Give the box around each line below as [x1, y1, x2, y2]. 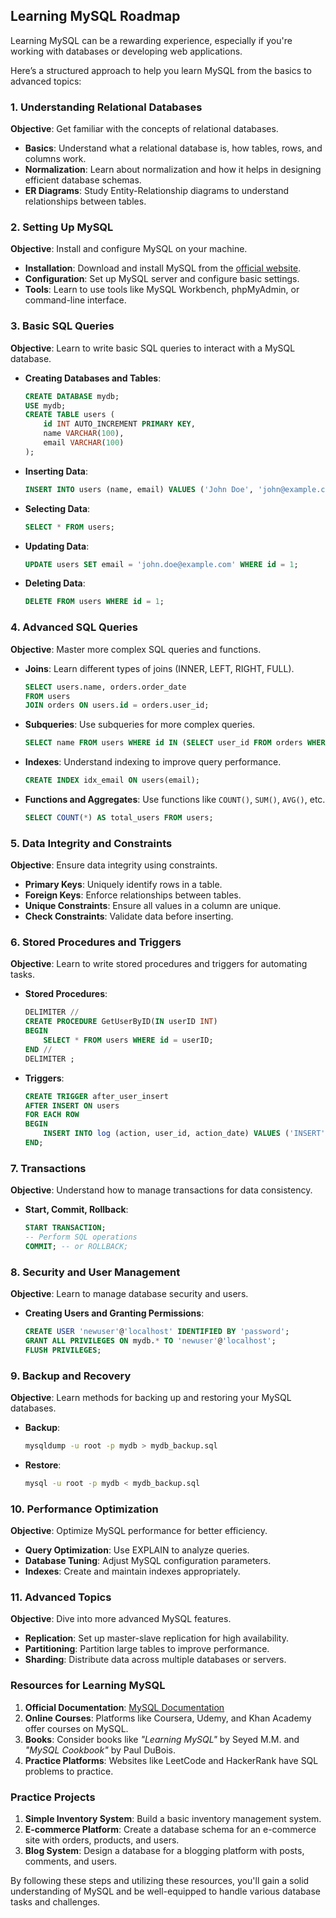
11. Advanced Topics [10, 1590, 112, 1604]
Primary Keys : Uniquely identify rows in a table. [24, 879, 223, 891]
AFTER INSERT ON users [24, 1100, 120, 1111]
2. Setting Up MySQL [10, 220, 114, 234]
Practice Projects [10, 1790, 96, 1804]
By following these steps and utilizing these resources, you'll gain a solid [10, 1875, 310, 1887]
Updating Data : [24, 540, 90, 552]
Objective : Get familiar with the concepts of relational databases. [10, 123, 279, 135]
